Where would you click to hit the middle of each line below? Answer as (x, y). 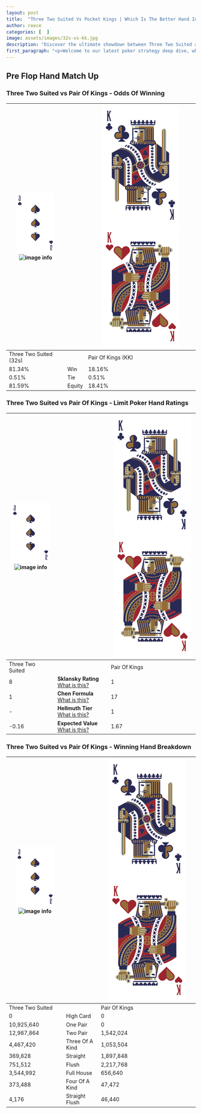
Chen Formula (75, 693)
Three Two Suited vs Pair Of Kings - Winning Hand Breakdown (99, 747)
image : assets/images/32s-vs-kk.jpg (52, 38)
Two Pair (77, 1033)
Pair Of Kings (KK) (111, 357)
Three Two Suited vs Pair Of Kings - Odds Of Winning (86, 94)
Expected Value (78, 723)
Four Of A (78, 1081)
